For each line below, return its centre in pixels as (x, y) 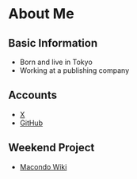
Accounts (33, 95)
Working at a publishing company (74, 70)
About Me (41, 14)
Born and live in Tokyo (56, 62)
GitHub (31, 123)
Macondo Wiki (43, 166)
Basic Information (53, 43)
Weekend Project (51, 148)
